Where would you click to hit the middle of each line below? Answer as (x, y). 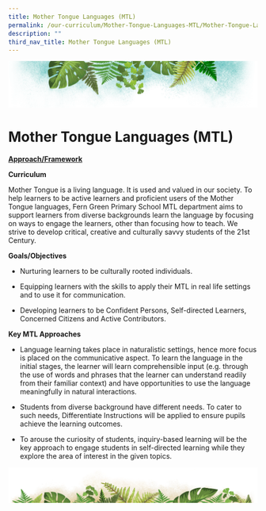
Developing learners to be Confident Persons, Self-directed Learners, (133, 310)
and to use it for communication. (72, 294)
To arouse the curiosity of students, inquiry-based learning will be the (133, 439)
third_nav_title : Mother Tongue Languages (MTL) (90, 42)
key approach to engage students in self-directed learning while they (132, 448)
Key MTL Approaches (45, 334)
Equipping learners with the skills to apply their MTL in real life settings (135, 286)
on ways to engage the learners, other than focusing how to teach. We (123, 223)
